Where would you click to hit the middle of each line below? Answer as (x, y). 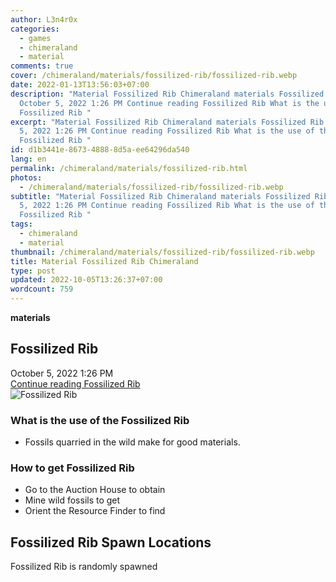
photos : (26, 177)
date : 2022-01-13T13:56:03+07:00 (80, 85)
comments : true (42, 66)
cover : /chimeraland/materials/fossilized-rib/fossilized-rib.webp (154, 76)
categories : (35, 29)
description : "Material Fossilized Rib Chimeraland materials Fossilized (167, 94)
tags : (21, 224)
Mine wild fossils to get (72, 500)
